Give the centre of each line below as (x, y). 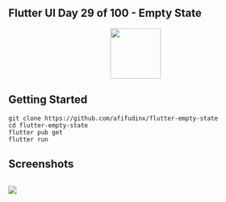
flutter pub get (36, 132)
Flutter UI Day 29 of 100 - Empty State (105, 13)
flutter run (28, 139)
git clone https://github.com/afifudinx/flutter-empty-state (113, 118)
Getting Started (48, 100)
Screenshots (41, 164)
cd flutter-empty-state (48, 125)
